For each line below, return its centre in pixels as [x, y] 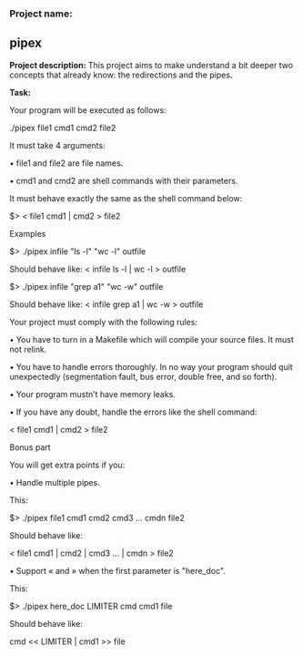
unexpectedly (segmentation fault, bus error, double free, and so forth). [143, 376]
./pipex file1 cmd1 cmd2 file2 [63, 128]
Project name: [41, 14]
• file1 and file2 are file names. [66, 163]
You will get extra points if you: [67, 465]
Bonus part [30, 447]
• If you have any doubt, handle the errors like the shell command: [133, 412]
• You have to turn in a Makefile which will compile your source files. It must [151, 339]
